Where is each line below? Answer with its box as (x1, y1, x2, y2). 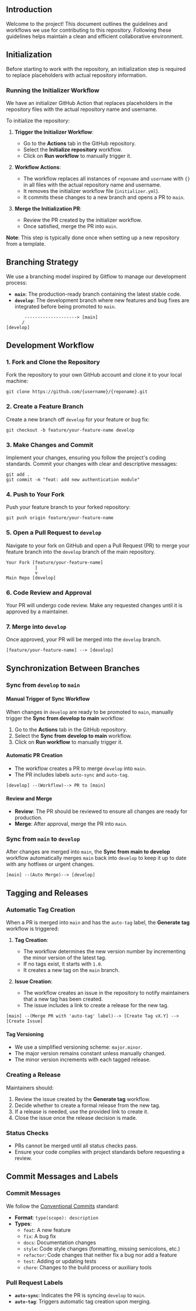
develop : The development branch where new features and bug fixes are (14, 296, 190, 304)
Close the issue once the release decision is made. (14, 1114, 137, 1121)
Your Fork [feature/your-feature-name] (6, 560, 104, 565)
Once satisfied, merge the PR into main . (23, 222, 118, 229)
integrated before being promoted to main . (14, 303, 116, 310)
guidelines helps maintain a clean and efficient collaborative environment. (6, 32, 184, 40)
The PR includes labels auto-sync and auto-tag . (14, 771, 129, 778)
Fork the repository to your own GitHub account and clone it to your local (6, 371, 183, 378)
